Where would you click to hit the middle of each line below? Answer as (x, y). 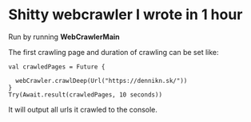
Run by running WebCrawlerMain (64, 37)
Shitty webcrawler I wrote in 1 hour (125, 15)
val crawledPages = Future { (57, 67)
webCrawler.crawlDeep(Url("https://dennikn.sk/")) (102, 81)
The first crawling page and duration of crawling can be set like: (114, 52)
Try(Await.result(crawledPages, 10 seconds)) (85, 94)
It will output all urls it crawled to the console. (83, 109)
